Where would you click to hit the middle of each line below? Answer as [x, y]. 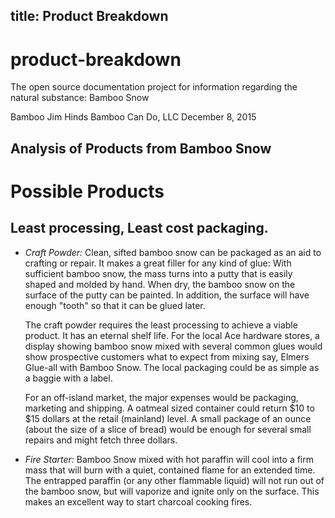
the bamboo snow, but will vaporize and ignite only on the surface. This [172, 491]
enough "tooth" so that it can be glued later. [115, 305]
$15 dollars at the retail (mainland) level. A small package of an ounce [168, 418]
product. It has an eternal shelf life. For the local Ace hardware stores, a [172, 335]
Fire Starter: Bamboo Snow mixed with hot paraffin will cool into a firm [169, 459]
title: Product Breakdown [89, 16]
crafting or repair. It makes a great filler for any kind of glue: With [158, 263]
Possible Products [87, 191]
